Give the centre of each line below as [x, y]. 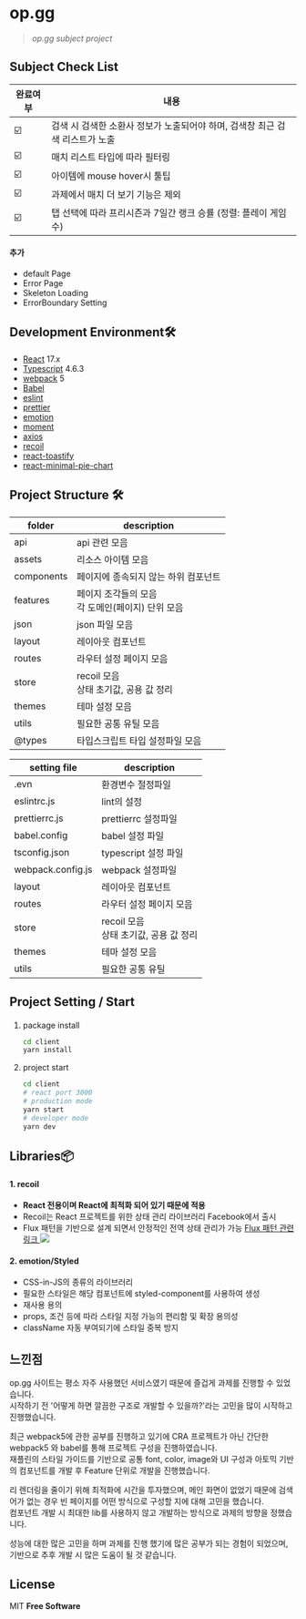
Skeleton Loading [56, 292]
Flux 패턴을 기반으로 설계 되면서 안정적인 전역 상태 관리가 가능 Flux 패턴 [150, 1228]
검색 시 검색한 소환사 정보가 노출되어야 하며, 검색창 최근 [163, 126]
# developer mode [56, 1118]
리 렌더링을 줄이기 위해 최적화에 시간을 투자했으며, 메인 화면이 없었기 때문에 [143, 1490]
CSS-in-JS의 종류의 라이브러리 [78, 1282]
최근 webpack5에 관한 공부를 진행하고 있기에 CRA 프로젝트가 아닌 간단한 [139, 1437]
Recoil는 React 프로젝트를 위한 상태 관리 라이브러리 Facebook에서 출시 [149, 1217]
